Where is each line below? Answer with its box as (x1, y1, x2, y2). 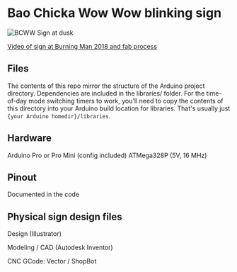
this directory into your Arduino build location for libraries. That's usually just (7, 104, 231, 113)
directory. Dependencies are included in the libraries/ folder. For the (7, 89, 205, 97)
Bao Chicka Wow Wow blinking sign (7, 5, 221, 21)
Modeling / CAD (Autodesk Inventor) (7, 243, 113, 252)
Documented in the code (7, 190, 80, 199)
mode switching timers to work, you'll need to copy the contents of (28, 96, 224, 105)
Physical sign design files (7, 210, 122, 222)
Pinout (7, 171, 37, 183)
